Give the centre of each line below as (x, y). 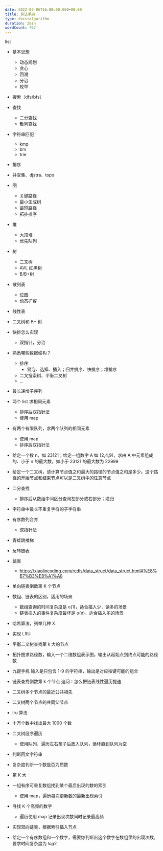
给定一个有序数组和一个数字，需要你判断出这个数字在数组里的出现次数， (85, 837)
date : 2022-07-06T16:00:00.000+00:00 (44, 10)
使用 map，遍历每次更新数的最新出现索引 (61, 796)
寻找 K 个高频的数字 (32, 806)
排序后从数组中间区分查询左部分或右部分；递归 (67, 499)
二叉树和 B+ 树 (27, 322)
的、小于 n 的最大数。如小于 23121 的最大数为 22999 (65, 461)
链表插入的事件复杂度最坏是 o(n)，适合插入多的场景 (71, 613)
